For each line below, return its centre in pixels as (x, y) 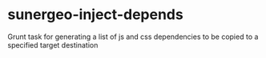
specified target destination (53, 44)
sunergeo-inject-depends (95, 15)
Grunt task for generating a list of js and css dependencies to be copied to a (133, 37)
